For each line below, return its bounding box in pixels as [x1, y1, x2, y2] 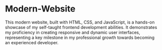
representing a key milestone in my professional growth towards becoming [5, 35, 155, 40]
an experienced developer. [5, 39, 59, 45]
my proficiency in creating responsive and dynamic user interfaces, [5, 29, 140, 35]
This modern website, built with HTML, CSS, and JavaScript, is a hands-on [5, 19, 155, 25]
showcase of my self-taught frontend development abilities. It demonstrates [5, 24, 157, 30]
